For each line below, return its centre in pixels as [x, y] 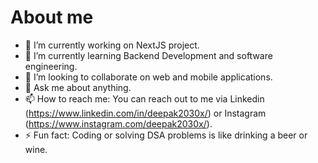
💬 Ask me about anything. [78, 87]
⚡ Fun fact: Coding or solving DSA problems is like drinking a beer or [166, 135]
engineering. [51, 66]
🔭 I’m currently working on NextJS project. [112, 45]
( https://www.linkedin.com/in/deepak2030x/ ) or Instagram [145, 113]
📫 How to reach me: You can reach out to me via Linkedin [144, 98]
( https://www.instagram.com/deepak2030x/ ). [118, 123]
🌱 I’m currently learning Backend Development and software [148, 55]
